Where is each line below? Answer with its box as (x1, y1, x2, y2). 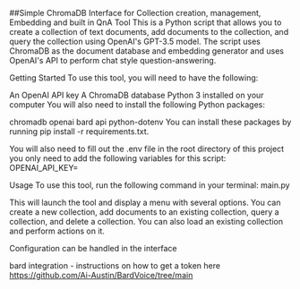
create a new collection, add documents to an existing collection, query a (9, 207, 279, 217)
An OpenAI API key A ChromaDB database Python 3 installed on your (9, 89, 264, 100)
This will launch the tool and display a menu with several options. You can (9, 197, 281, 208)
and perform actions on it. (9, 225, 106, 236)
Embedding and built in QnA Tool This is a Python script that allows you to (9, 17, 282, 28)
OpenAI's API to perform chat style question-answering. (9, 55, 217, 65)
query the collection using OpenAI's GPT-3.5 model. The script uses (9, 36, 261, 47)
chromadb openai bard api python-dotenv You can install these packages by (9, 116, 292, 127)
